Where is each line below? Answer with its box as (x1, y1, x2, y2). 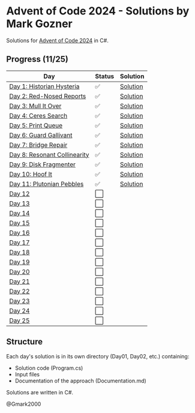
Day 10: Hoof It (9, 170, 52, 178)
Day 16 (9, 228, 30, 237)
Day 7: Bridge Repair (9, 140, 68, 149)
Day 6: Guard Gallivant (9, 131, 73, 139)
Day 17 (9, 238, 30, 247)
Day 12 (9, 189, 30, 197)
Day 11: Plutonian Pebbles (9, 179, 84, 188)
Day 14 (9, 209, 30, 217)
